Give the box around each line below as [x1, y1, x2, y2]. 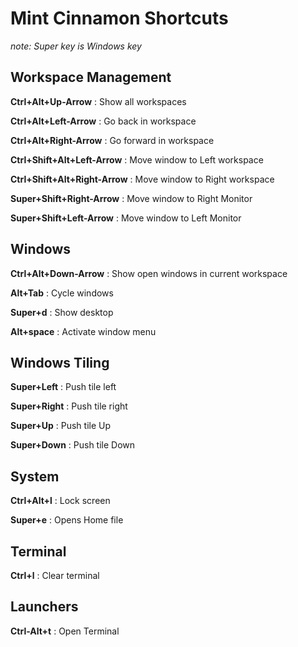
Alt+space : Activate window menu [10, 325, 157, 337]
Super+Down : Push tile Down [10, 439, 136, 451]
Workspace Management [10, 69, 172, 86]
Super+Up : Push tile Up [10, 420, 111, 432]
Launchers [10, 598, 79, 616]
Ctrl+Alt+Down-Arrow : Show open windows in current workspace [10, 267, 288, 279]
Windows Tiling [10, 354, 110, 371]
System [10, 468, 60, 485]
